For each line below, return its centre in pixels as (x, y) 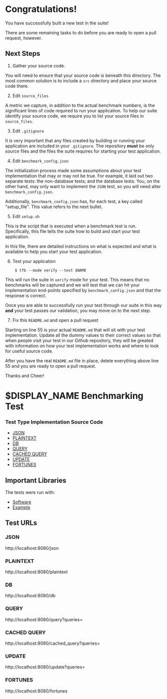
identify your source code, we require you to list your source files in (75, 116)
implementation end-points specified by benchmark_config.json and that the (83, 290)
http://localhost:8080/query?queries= (44, 619)
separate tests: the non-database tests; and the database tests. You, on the (83, 181)
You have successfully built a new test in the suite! (57, 23)
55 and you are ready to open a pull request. (51, 366)
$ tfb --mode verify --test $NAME (51, 270)
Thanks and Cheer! (25, 376)
